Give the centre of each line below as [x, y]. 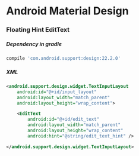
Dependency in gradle [34, 44]
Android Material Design [67, 11]
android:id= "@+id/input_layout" [57, 92]
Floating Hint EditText [38, 30]
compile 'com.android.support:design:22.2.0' [63, 59]
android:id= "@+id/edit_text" [64, 120]
